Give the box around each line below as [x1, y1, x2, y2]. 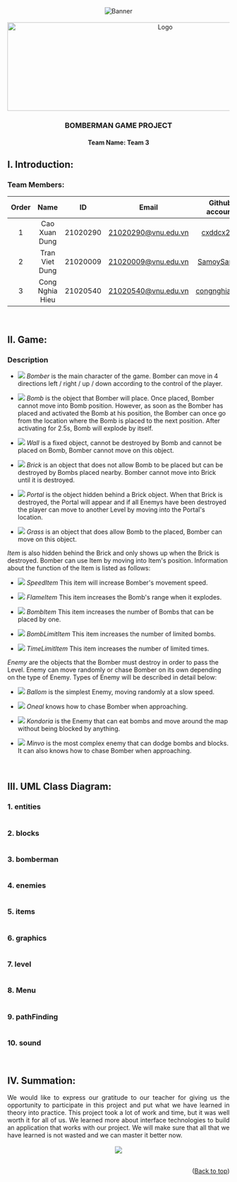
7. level [7, 959, 32, 969]
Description [7, 355, 49, 365]
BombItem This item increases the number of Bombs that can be [26, 607, 214, 616]
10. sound [7, 1038, 42, 1048]
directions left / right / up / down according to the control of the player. [17, 379, 224, 388]
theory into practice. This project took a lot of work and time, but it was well [7, 1108, 230, 1117]
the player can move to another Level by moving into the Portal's [17, 505, 206, 514]
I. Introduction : [7, 159, 74, 171]
